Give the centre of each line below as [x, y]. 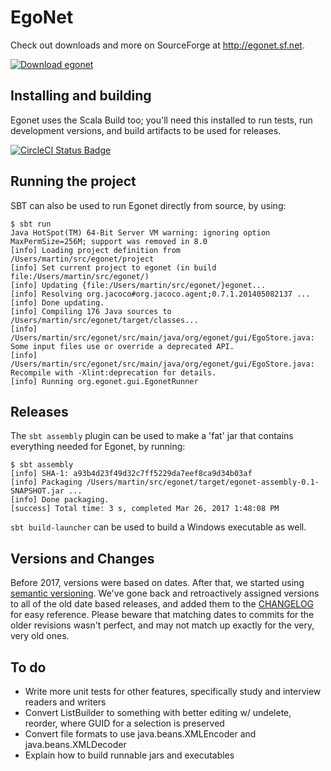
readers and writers [65, 702]
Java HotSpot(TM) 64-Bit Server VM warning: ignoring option [140, 232]
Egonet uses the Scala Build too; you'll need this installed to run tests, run [161, 120]
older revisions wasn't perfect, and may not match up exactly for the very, [162, 625]
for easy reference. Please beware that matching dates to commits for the [162, 615]
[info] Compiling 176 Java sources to [91, 311]
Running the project [73, 181]
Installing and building [81, 96]
